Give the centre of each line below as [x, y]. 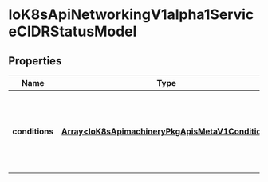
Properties [35, 61]
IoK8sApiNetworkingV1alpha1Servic [131, 15]
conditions [33, 131]
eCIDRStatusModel [73, 31]
